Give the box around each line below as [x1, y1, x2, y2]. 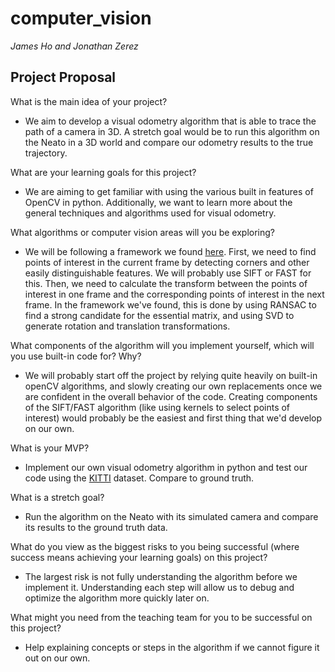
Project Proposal [10, 69, 117, 86]
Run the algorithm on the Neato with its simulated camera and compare [24, 510, 319, 522]
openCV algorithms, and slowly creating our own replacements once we [24, 380, 323, 392]
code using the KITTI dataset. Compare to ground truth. [24, 472, 255, 484]
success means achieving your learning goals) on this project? [10, 551, 268, 563]
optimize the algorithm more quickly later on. [24, 592, 210, 604]
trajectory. [24, 147, 68, 159]
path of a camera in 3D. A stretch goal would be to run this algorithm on [24, 125, 320, 137]
